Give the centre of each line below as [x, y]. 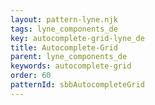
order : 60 [31, 76]
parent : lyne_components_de [69, 57]
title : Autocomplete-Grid [64, 47]
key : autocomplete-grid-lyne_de [77, 38]
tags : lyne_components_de [64, 29]
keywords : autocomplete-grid [71, 66]
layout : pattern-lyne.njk [64, 19]
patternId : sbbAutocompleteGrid [77, 85]
